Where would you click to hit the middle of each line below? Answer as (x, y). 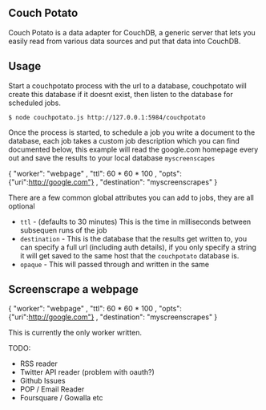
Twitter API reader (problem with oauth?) (87, 372)
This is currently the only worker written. (75, 333)
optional (22, 206)
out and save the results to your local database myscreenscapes (112, 158)
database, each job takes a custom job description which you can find (124, 140)
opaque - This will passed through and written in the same (115, 264)
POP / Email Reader (52, 389)
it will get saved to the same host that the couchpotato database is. (129, 255)
